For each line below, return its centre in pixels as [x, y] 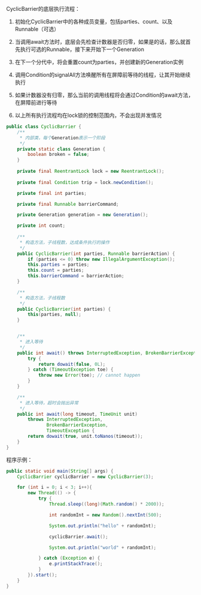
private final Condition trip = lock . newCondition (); [85, 182]
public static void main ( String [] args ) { [60, 471]
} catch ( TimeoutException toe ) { [71, 370]
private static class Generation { [61, 149]
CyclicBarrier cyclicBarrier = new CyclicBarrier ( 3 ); [85, 477]
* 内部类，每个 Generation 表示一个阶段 [63, 138]
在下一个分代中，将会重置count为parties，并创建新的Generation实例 [99, 62]
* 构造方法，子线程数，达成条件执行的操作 [65, 242]
